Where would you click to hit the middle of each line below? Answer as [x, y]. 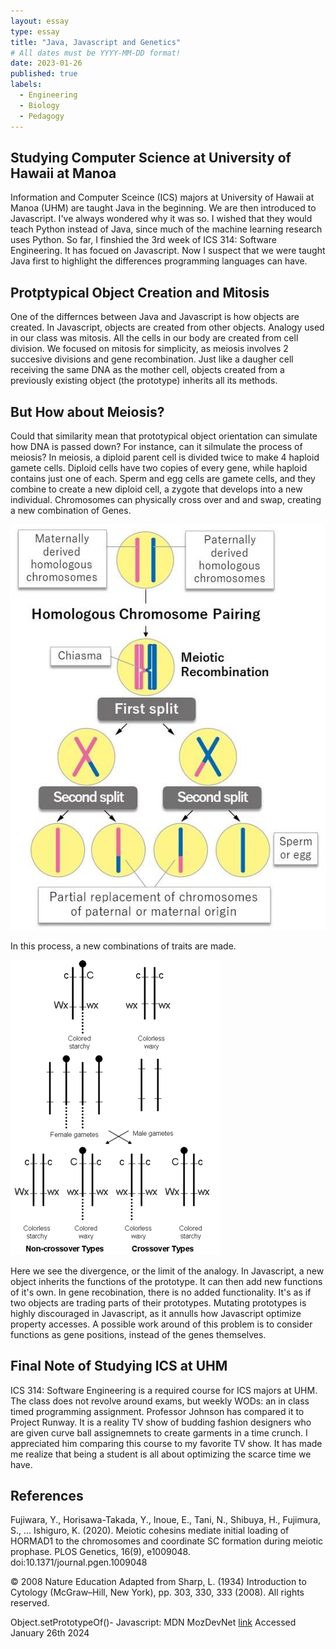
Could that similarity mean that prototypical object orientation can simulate [164, 436]
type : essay [35, 31]
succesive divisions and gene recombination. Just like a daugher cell [152, 359]
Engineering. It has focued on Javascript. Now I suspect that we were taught [168, 251]
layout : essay [40, 21]
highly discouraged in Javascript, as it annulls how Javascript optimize [156, 1313]
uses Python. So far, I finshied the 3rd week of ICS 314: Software [143, 240]
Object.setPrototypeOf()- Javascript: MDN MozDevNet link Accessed [153, 1622]
